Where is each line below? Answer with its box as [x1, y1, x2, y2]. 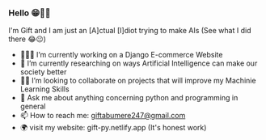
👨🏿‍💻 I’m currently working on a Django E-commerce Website [19, 50, 223, 60]
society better [19, 67, 67, 77]
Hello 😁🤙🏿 [8, 7, 51, 19]
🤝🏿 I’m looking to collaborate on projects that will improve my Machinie [19, 76, 256, 86]
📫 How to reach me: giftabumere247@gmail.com [19, 111, 186, 121]
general [19, 101, 46, 112]
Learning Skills [19, 84, 70, 94]
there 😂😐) [8, 34, 47, 44]
